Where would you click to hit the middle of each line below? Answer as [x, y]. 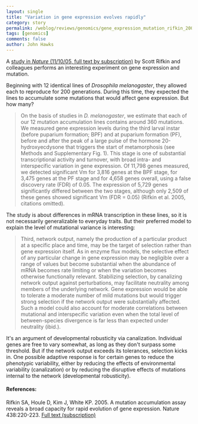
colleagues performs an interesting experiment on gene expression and [93, 67]
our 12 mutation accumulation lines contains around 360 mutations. [102, 122]
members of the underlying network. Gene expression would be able [104, 289]
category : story [26, 22]
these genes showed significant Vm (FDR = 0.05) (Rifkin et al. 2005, [103, 197]
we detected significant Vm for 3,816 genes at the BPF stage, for [99, 172]
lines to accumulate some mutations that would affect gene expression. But [98, 97]
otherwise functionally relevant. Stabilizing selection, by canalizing [101, 276]
